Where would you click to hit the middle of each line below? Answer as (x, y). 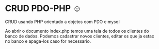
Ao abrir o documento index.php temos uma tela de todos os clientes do (77, 31)
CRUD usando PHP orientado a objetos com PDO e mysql (62, 22)
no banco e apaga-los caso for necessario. (48, 41)
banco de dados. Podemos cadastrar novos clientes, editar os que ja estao (80, 36)
